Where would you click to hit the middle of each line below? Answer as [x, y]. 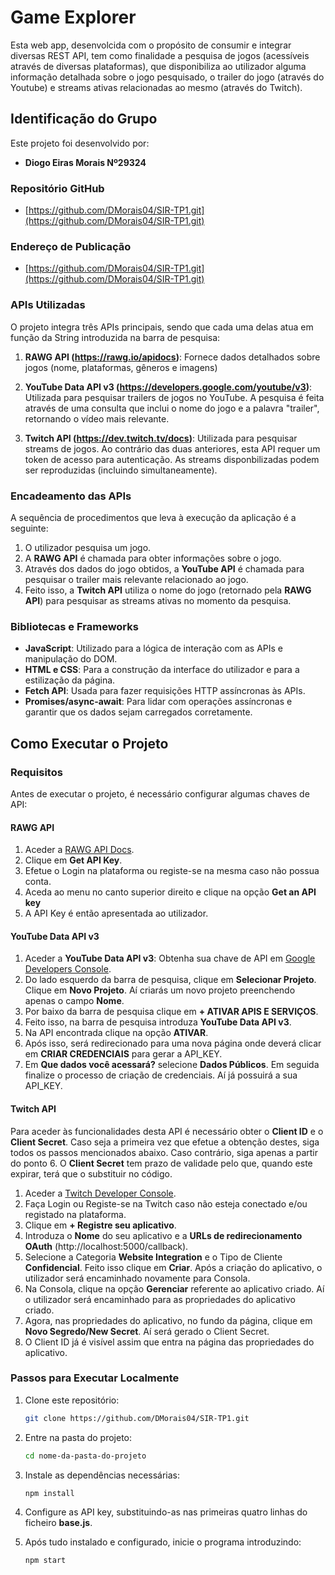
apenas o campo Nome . [74, 1001]
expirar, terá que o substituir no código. [91, 1173]
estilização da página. [70, 680]
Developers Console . [68, 969]
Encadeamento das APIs [71, 496]
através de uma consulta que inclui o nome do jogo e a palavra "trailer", [172, 408]
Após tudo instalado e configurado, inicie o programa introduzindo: [163, 1542]
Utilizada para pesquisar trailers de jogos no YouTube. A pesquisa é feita [174, 397]
